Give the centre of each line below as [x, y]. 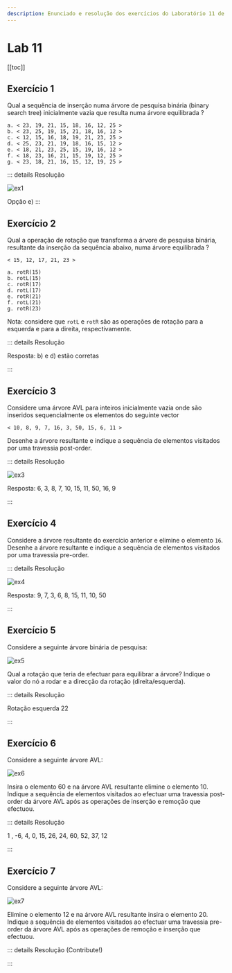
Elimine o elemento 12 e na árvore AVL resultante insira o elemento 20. [108, 915]
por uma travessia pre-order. [48, 554]
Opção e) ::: [24, 202]
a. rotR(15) [24, 272]
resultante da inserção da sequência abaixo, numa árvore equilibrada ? [108, 247]
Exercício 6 [32, 743]
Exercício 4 [32, 524]
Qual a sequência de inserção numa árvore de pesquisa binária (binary [108, 105]
